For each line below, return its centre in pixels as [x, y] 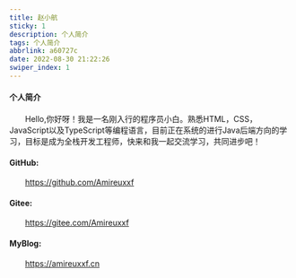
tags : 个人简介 [35, 43]
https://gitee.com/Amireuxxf [78, 223]
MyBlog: [26, 244]
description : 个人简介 [49, 34]
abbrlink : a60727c [44, 51]
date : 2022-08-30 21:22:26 [60, 59]
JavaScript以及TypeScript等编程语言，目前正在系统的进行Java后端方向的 [144, 130]
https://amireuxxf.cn [63, 263]
